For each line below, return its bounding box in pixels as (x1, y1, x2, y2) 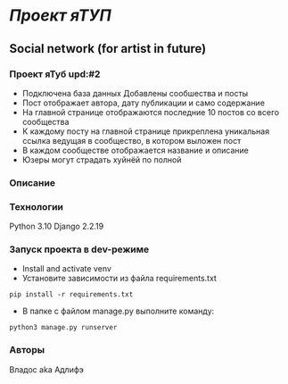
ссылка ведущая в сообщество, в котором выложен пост (21, 135, 242, 146)
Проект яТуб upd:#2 (9, 68, 101, 80)
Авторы (9, 344, 45, 356)
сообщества (21, 116, 70, 127)
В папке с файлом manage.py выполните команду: (21, 305, 215, 317)
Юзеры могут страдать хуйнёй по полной (21, 154, 182, 165)
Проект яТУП (9, 5, 111, 26)
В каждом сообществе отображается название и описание (21, 145, 250, 155)
